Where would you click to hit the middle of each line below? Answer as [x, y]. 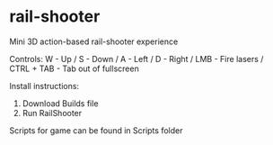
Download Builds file [60, 103]
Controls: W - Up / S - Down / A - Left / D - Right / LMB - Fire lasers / [136, 59]
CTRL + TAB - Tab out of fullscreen [74, 68]
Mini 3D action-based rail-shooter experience [94, 41]
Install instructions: [44, 86]
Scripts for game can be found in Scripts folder [96, 130]
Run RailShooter [52, 113]
